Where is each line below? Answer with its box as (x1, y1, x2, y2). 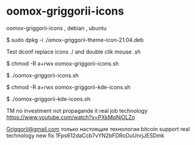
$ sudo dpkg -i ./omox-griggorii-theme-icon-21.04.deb (6, 36, 144, 43)
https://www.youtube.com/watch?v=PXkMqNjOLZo (6, 113, 135, 121)
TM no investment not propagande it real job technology (6, 107, 148, 114)
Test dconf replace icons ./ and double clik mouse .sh (6, 48, 141, 55)
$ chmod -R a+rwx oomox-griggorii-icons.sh (6, 60, 119, 67)
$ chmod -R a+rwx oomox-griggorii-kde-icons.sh (6, 83, 131, 91)
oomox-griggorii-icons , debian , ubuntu (6, 24, 107, 32)
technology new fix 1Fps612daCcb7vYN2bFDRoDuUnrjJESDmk (6, 132, 165, 139)
